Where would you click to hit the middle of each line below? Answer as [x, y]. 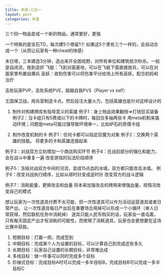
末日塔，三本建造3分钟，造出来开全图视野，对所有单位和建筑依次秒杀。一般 [83, 61]
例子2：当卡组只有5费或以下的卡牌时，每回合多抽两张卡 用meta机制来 [83, 118]
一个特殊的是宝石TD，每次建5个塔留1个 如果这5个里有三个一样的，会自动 [80, 44]
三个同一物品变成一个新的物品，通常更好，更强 [53, 34]
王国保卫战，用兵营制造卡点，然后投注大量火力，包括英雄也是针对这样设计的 [83, 101]
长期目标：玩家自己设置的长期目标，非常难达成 [60, 250]
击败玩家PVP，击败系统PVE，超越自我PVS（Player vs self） [66, 91]
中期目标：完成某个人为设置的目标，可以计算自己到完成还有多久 [77, 244]
